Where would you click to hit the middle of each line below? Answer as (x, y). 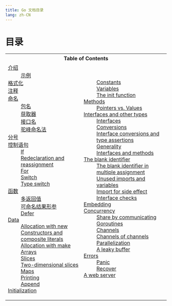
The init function (116, 95)
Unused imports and (121, 179)
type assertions (115, 140)
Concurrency (99, 211)
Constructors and (42, 233)
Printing (30, 278)
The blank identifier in (123, 166)
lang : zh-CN (18, 15)
